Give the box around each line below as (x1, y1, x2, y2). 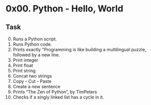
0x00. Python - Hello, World (5, 3, 124, 14)
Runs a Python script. (12, 36, 57, 42)
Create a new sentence (12, 84, 61, 90)
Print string (12, 68, 36, 74)
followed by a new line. (12, 52, 60, 58)
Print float (12, 63, 33, 68)
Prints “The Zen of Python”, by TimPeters (12, 89, 97, 95)
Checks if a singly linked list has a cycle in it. (12, 94, 104, 100)
